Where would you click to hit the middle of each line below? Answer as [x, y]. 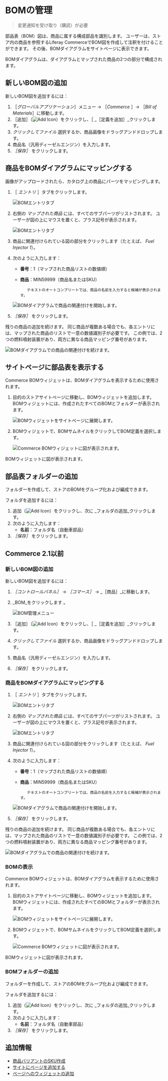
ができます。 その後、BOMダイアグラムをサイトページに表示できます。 [78, 48]
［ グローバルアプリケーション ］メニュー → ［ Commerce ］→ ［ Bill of [85, 107]
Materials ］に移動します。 [40, 113]
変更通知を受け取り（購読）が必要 [53, 25]
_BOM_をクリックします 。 [40, 602]
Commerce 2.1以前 [35, 554]
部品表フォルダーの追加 [41, 476]
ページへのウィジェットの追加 [43, 1073]
